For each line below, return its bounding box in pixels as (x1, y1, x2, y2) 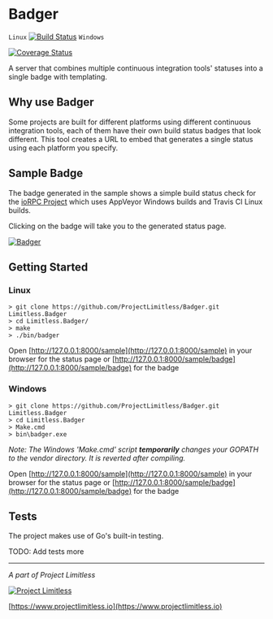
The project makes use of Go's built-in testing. (8, 531, 164, 541)
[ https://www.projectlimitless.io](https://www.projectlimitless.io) (8, 602, 223, 612)
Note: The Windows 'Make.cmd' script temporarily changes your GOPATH (8, 444, 259, 454)
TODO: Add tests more (8, 547, 84, 556)
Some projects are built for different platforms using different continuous (8, 117, 252, 127)
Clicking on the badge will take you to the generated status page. (8, 221, 227, 231)
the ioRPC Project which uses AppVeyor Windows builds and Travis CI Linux (8, 197, 263, 206)
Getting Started (8, 260, 89, 274)
